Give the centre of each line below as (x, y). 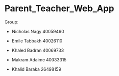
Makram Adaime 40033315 (39, 59)
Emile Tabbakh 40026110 (37, 41)
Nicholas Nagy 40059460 (38, 31)
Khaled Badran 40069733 (38, 50)
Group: (12, 22)
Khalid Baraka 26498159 (36, 69)
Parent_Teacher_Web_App (59, 9)
